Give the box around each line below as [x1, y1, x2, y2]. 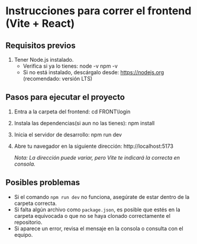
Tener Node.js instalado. [14, 56, 74, 63]
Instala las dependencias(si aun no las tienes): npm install [14, 119, 155, 126]
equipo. [14, 231, 33, 238]
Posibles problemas [5, 178, 80, 188]
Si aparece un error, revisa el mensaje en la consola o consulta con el [14, 224, 184, 232]
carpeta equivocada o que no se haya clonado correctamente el [14, 212, 171, 219]
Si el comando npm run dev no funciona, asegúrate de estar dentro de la [14, 193, 190, 200]
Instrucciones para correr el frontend [5, 4, 192, 18]
